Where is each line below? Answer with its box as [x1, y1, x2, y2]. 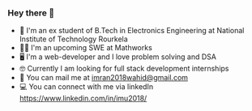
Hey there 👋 [7, 7, 54, 19]
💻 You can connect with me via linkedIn [19, 82, 154, 92]
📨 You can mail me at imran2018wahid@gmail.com [19, 73, 188, 83]
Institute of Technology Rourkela [19, 34, 129, 44]
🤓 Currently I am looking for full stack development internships [19, 64, 229, 74]
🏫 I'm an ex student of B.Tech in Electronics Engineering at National [19, 26, 245, 36]
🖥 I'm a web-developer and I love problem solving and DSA [19, 52, 216, 62]
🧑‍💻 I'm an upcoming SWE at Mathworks [19, 43, 153, 53]
